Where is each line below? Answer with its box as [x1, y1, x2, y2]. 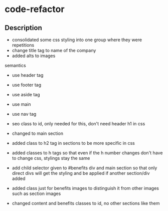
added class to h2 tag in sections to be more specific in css [12, 140, 135, 146]
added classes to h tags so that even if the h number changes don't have [12, 150, 163, 156]
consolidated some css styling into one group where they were [12, 37, 142, 43]
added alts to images [12, 53, 56, 59]
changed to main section [12, 130, 64, 136]
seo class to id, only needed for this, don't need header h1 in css [12, 121, 145, 126]
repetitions [12, 42, 35, 48]
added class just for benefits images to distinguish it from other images [12, 185, 159, 191]
